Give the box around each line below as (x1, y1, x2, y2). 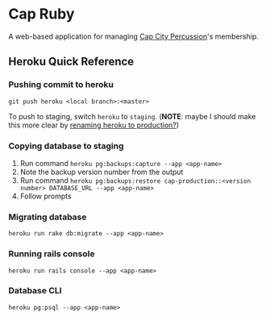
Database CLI (8, 285, 62, 297)
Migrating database (8, 211, 87, 222)
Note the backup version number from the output (19, 167, 184, 177)
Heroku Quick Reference (8, 55, 135, 69)
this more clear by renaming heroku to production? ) (8, 120, 180, 130)
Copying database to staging (8, 140, 124, 152)
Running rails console (8, 248, 95, 260)
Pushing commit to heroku (8, 79, 114, 90)
